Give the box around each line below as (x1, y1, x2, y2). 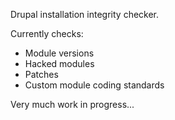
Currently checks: (10, 28, 84, 39)
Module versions (24, 47, 95, 59)
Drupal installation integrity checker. (10, 9, 160, 20)
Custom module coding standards (24, 79, 165, 91)
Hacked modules (24, 58, 95, 69)
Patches (24, 69, 59, 80)
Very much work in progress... (10, 99, 135, 110)
